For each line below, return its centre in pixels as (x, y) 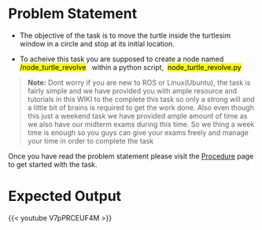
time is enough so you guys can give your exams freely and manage (138, 132)
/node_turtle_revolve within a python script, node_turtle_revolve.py (130, 67)
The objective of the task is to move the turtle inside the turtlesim (125, 35)
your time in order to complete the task (90, 141)
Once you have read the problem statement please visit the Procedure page (131, 156)
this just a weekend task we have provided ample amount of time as (137, 115)
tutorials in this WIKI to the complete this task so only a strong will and (141, 99)
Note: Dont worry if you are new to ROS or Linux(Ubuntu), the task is (139, 82)
